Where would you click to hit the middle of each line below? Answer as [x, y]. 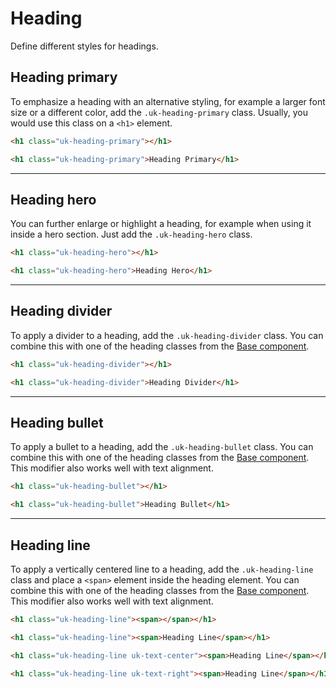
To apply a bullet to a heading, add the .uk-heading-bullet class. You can [162, 447]
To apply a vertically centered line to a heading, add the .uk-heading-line [162, 569]
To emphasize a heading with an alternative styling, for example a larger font [168, 101]
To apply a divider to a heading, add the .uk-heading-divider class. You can [167, 335]
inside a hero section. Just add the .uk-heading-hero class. [131, 234]
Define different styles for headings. [84, 46]
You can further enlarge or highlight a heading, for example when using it [161, 224]
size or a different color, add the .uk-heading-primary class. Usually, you [159, 112]
